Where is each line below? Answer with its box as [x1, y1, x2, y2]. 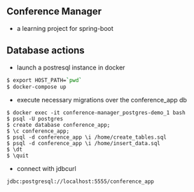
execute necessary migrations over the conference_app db [16, 96, 187, 104]
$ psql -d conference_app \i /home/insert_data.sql [6, 140, 160, 147]
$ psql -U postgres [6, 116, 64, 123]
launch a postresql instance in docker [16, 63, 125, 71]
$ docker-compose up [6, 83, 67, 90]
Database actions [6, 45, 85, 57]
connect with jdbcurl [16, 165, 76, 173]
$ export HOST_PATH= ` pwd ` [6, 76, 82, 83]
